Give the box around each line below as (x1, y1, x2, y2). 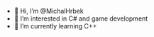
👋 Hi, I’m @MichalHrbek (13, 7, 84, 15)
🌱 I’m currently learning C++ (13, 22, 97, 30)
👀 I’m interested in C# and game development (13, 14, 148, 23)
